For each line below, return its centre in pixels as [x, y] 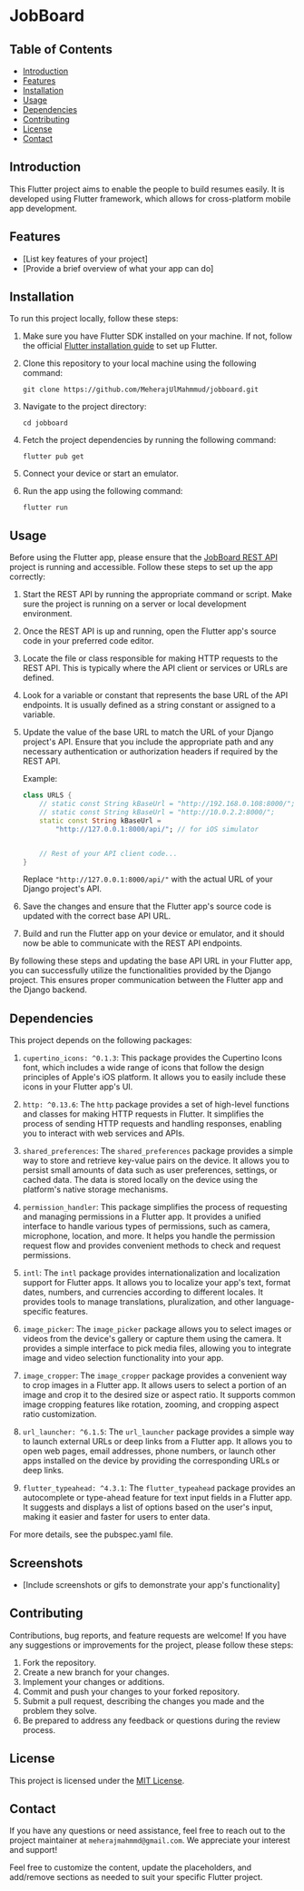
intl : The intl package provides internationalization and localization [152, 1273]
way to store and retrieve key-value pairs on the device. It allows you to [156, 1161]
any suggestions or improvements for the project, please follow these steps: [152, 1645]
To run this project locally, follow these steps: [94, 319]
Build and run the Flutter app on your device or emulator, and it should [153, 934]
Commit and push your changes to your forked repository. [131, 1691]
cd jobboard [45, 423]
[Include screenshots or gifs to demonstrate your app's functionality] [151, 1585]
